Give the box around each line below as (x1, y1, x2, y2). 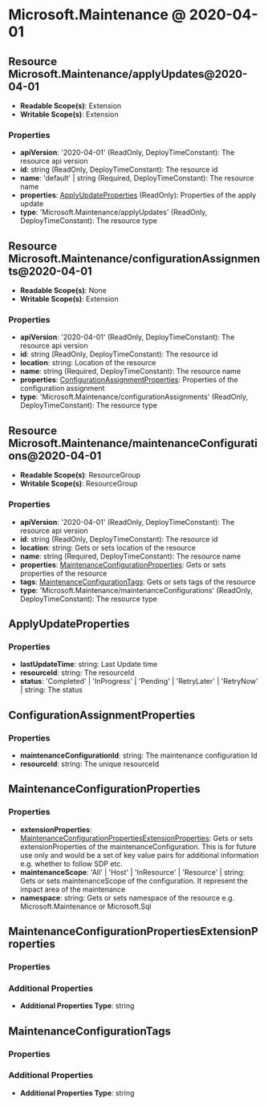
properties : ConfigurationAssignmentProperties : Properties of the (19, 375, 238, 384)
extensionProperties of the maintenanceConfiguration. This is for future (19, 841, 257, 852)
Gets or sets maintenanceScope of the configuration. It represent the (19, 876, 249, 885)
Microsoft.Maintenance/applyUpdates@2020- (8, 67, 248, 81)
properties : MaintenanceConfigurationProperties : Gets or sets (19, 559, 226, 569)
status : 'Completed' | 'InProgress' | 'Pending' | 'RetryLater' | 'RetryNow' (19, 677, 258, 686)
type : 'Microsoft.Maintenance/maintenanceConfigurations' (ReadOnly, (19, 585, 253, 595)
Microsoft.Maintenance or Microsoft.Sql (19, 901, 152, 911)
